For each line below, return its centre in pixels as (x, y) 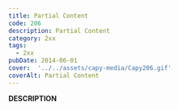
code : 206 (25, 23)
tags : (17, 46)
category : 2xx (32, 38)
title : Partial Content (49, 16)
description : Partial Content (59, 31)
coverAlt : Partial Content (54, 75)
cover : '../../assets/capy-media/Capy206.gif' (90, 68)
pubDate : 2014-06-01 (43, 61)
